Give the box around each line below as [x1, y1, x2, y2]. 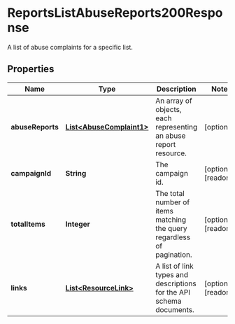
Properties [7, 63, 55, 75]
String [65, 168, 87, 178]
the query [155, 223, 187, 233]
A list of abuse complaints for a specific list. [7, 43, 133, 51]
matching [155, 215, 187, 225]
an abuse [155, 131, 186, 141]
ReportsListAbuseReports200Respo [7, 5, 223, 21]
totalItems [10, 219, 45, 229]
